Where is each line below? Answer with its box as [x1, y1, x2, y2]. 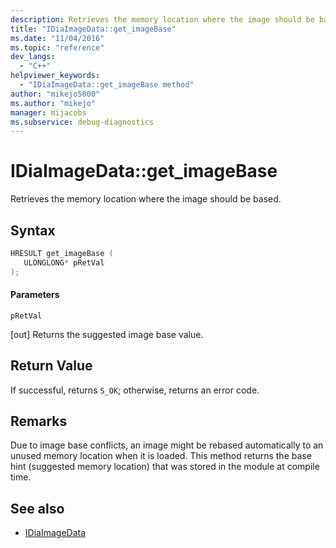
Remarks [10, 413, 68, 430]
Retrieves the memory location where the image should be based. [10, 193, 282, 205]
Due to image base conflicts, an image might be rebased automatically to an [10, 439, 324, 451]
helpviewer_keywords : [10, 71, 101, 81]
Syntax [10, 222, 56, 239]
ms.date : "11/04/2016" [10, 33, 105, 43]
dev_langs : [10, 52, 56, 62]
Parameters [10, 289, 60, 301]
